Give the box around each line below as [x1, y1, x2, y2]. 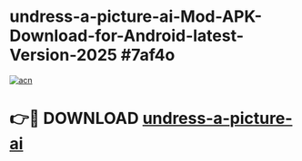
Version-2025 [9, 45, 118, 65]
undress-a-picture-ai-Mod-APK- [9, 6, 262, 27]
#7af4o [120, 45, 176, 65]
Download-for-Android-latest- [9, 25, 244, 46]
